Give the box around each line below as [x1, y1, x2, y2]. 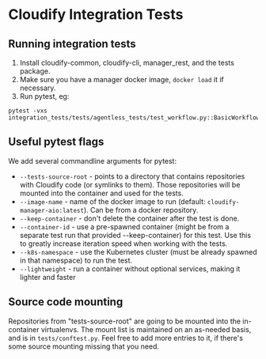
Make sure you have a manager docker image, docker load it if [19, 75, 224, 84]
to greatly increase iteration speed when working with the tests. [19, 239, 228, 248]
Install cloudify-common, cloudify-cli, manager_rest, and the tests [19, 58, 235, 67]
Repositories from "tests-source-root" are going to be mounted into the [8, 316, 241, 326]
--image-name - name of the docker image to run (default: [19, 196, 206, 206]
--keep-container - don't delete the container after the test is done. [19, 214, 240, 223]
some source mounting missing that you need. [8, 342, 160, 351]
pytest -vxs [8, 107, 47, 115]
